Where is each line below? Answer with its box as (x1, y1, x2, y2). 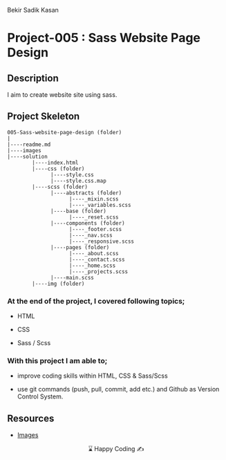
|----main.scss (50, 274, 95, 281)
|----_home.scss (68, 262, 116, 269)
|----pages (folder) (50, 243, 110, 251)
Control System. (17, 392, 64, 401)
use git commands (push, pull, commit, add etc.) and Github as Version (17, 385, 220, 394)
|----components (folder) (50, 219, 126, 227)
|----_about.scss (68, 250, 119, 257)
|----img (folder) (32, 280, 85, 287)
